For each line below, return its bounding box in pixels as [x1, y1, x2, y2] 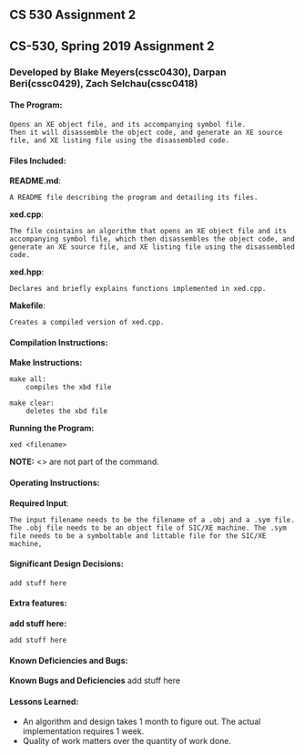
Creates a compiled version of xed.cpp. [9, 318, 166, 327]
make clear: [9, 398, 55, 409]
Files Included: [9, 155, 66, 166]
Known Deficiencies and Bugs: [9, 655, 128, 666]
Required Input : [9, 497, 69, 509]
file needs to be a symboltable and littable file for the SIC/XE [9, 531, 267, 541]
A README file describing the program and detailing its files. [9, 193, 258, 202]
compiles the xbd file [25, 383, 112, 392]
